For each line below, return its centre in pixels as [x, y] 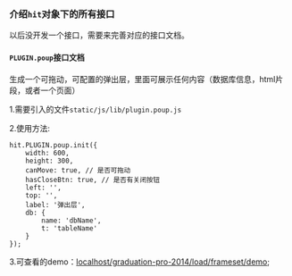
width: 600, [47, 153]
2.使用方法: [30, 128]
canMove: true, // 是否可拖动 [78, 170]
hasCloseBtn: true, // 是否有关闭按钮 [93, 180]
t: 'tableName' [70, 228]
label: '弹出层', [55, 205]
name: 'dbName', [71, 221]
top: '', [42, 195]
